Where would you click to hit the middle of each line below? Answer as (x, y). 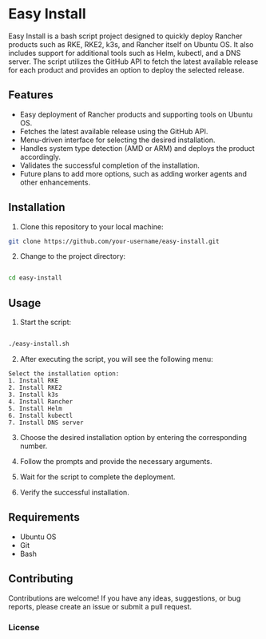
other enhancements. (55, 182)
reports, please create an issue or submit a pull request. (100, 606)
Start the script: (46, 322)
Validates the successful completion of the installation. (109, 165)
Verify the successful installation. (74, 492)
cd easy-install (35, 278)
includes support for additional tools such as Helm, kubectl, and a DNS (125, 53)
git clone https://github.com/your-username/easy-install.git (114, 241)
